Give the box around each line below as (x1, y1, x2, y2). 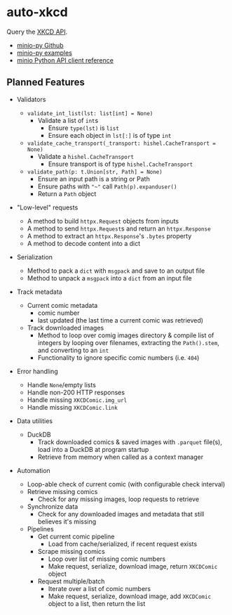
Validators (16, 95, 46, 103)
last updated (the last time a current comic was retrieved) (37, 316, 204, 324)
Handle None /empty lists (27, 380, 96, 389)
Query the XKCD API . (6, 27, 68, 36)
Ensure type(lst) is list (48, 124, 120, 132)
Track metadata (16, 287, 62, 296)
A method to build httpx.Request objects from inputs (27, 216, 179, 225)
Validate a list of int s (37, 116, 99, 124)
